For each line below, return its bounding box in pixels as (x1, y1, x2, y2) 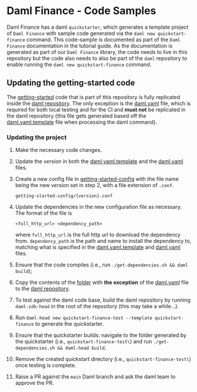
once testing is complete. (15, 362, 77, 369)
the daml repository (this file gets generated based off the (6, 112, 147, 119)
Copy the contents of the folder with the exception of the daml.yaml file (15, 279, 189, 286)
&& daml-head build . (57, 344, 107, 352)
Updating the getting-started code (6, 78, 135, 88)
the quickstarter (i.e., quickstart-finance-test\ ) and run (15, 338, 152, 345)
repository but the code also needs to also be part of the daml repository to (6, 55, 187, 62)
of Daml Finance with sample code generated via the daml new (6, 29, 155, 36)
